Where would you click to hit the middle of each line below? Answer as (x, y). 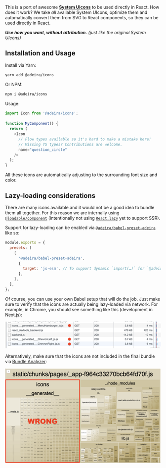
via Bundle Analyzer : (26, 362)
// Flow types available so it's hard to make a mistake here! (85, 139)
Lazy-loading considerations (50, 196)
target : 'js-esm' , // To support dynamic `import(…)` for (84, 269)
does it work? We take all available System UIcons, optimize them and (76, 12)
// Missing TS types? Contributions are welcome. (70, 144)
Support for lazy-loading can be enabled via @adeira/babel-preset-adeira (80, 228)
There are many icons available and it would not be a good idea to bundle (80, 208)
